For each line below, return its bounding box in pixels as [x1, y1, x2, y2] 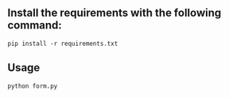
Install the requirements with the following [7, 6, 222, 20]
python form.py [7, 82, 58, 90]
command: [7, 19, 63, 32]
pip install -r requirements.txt [7, 40, 118, 47]
